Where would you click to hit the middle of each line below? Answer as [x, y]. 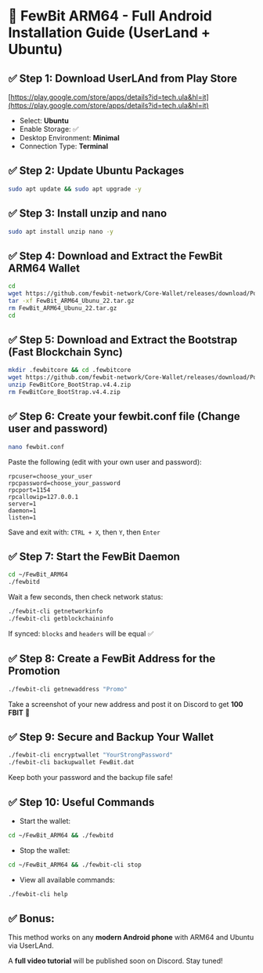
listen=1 [22, 517]
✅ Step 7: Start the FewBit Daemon [94, 556]
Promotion [34, 671]
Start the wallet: [45, 821]
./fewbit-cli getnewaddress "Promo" [68, 689]
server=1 [22, 504]
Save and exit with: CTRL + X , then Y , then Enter [84, 532]
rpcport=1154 [29, 490]
